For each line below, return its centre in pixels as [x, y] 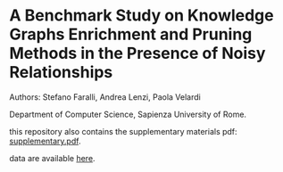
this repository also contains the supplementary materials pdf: [124, 131]
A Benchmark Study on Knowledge [141, 16]
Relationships [61, 73]
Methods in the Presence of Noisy [137, 53]
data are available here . [52, 158]
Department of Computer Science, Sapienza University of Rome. [128, 114]
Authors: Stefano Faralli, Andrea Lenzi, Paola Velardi [105, 97]
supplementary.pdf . [45, 141]
